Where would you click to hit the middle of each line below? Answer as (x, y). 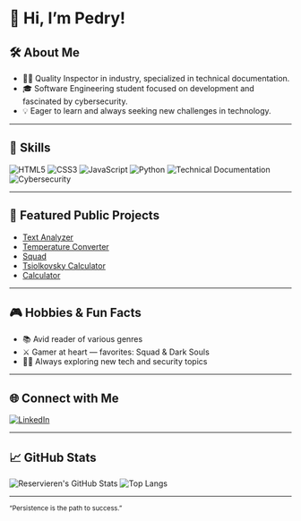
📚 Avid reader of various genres (82, 339)
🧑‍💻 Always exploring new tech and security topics (115, 362)
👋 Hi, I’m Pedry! (67, 18)
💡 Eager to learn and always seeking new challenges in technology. (146, 111)
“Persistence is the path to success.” (66, 508)
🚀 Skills (30, 148)
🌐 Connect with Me (64, 398)
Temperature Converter (65, 246)
